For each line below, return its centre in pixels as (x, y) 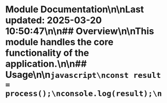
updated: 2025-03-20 (53, 20)
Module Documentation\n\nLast (75, 9)
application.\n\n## (46, 64)
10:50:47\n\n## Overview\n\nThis (80, 31)
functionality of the (47, 53)
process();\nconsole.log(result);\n (84, 94)
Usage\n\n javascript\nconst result (83, 75)
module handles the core (60, 42)
